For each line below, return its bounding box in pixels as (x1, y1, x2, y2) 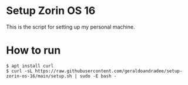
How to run (6, 44, 61, 57)
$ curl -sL (6, 68, 33, 74)
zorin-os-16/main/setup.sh (6, 73, 72, 79)
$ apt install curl (6, 63, 54, 69)
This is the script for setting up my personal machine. (6, 23, 135, 30)
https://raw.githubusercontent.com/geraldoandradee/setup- (35, 68, 183, 74)
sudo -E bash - (79, 73, 117, 79)
